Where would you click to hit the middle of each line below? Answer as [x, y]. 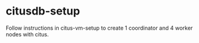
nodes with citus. [28, 34]
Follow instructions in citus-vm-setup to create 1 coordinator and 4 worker [99, 28]
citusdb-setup [43, 11]
